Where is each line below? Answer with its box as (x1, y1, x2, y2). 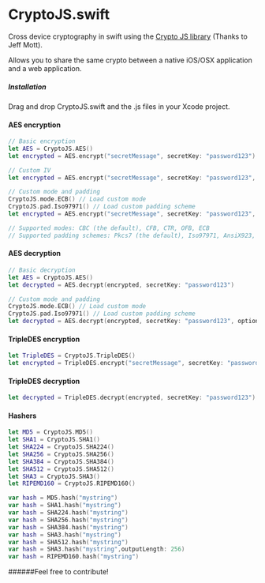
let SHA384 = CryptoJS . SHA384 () (8, 457, 114, 465)
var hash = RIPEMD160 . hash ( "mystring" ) (8, 553, 140, 561)
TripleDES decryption (8, 376, 80, 386)
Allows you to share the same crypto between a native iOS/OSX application (8, 55, 252, 65)
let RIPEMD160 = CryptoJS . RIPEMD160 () (8, 480, 136, 487)
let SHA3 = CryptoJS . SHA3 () (8, 472, 101, 480)
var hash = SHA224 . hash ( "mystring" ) (8, 509, 129, 517)
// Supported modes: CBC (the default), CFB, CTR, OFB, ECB (8, 224, 211, 232)
